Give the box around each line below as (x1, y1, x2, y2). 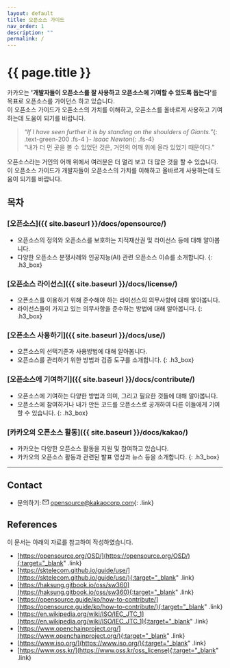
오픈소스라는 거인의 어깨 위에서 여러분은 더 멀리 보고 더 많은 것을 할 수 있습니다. (7, 158, 219, 166)
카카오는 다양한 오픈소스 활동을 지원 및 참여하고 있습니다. (16, 444, 169, 452)
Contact (7, 480, 42, 491)
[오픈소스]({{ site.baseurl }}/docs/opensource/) (7, 219, 166, 229)
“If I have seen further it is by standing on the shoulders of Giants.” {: (23, 128, 218, 136)
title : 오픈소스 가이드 (7, 16, 65, 23)
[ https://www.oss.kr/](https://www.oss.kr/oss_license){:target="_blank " (16, 646, 219, 654)
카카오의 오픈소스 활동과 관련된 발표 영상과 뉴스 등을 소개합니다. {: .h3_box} (16, 452, 220, 461)
